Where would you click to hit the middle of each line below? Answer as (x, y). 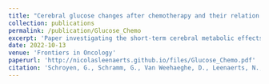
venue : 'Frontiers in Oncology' (62, 53)
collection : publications (51, 23)
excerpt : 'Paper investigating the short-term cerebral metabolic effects (136, 38)
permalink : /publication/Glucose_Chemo (75, 30)
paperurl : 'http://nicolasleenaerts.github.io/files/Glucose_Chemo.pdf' (132, 61)
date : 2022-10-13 (37, 46)
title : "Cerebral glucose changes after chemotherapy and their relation (134, 16)
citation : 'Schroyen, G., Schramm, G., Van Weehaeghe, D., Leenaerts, (128, 68)
